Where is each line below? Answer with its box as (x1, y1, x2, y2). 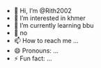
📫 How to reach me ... (13, 37, 79, 44)
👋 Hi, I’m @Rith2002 (13, 7, 72, 15)
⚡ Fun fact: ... (13, 54, 52, 62)
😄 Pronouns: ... (13, 46, 59, 55)
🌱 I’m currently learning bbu (13, 22, 94, 29)
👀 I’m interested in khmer (13, 14, 86, 22)
